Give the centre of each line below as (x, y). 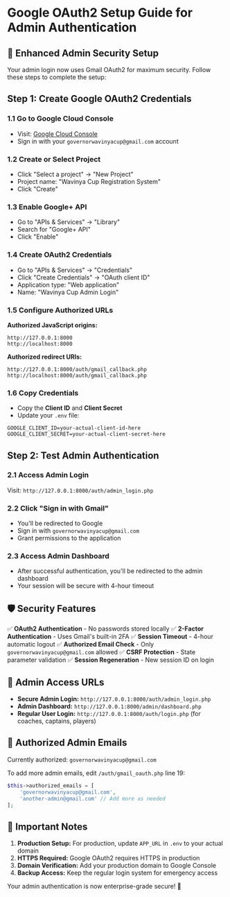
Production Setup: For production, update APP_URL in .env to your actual (120, 844)
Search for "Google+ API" (54, 230)
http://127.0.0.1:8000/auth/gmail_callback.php (77, 369)
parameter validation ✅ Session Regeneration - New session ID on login (111, 660)
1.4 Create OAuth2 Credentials (60, 255)
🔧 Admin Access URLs (56, 682)
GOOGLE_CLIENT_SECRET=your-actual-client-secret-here (87, 434)
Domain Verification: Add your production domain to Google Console (117, 866)
